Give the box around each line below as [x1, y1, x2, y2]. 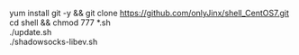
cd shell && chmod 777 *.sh [9, 17, 111, 28]
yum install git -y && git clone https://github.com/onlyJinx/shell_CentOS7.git [9, 8, 290, 18]
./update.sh [9, 27, 52, 37]
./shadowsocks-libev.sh [9, 36, 98, 47]
